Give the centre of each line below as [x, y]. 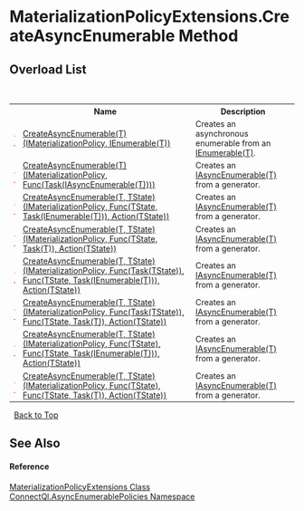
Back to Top [36, 415]
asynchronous [222, 133]
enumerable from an [233, 143]
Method [208, 36]
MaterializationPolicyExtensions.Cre [149, 17]
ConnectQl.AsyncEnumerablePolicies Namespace [102, 497]
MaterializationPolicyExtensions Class [80, 487]
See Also [35, 444]
